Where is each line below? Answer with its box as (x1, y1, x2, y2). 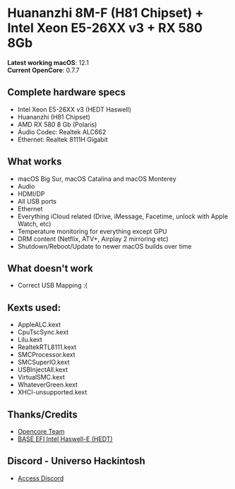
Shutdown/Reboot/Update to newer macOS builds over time (17, 242, 192, 250)
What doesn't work (7, 262, 94, 274)
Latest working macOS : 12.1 (7, 58, 90, 66)
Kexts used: (7, 302, 61, 314)
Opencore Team (17, 428, 65, 435)
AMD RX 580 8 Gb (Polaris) (17, 120, 97, 129)
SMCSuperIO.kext (17, 358, 70, 367)
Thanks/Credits (7, 408, 78, 420)
